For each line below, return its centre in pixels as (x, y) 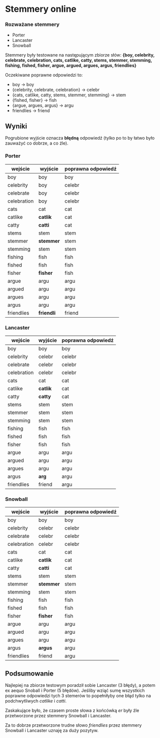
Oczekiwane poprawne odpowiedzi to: (44, 75)
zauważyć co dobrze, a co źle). (37, 143)
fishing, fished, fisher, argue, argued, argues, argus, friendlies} (71, 65)
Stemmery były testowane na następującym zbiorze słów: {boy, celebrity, (80, 55)
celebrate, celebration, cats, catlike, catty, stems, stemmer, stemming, (79, 60)
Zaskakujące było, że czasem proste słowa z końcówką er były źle (72, 710)
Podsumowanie (29, 673)
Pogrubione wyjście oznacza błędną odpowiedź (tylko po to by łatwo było (80, 138)
